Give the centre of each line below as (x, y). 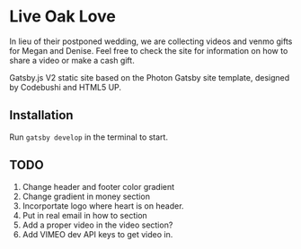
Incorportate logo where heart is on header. (103, 206)
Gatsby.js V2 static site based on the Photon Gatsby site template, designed (150, 77)
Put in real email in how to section (85, 215)
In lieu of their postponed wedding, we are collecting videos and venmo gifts (151, 41)
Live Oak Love (63, 17)
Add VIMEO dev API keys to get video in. (97, 234)
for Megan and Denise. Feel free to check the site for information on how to (149, 50)
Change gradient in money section (86, 196)
